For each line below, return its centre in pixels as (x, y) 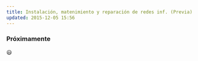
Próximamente (28, 39)
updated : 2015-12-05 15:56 (41, 18)
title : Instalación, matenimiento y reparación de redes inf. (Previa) (99, 12)
